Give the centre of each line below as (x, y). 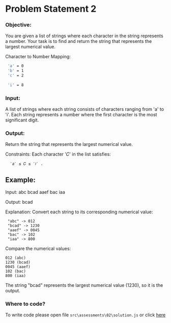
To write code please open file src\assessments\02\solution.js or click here (85, 315)
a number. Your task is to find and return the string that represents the (79, 41)
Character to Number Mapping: (38, 57)
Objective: (18, 25)
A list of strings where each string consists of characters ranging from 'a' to (85, 109)
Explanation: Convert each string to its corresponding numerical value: (79, 212)
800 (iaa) (16, 276)
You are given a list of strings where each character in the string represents (84, 36)
